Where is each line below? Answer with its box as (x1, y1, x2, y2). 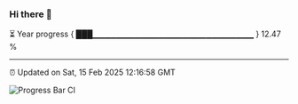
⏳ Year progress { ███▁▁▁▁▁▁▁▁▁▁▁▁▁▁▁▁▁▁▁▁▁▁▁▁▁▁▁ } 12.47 (9, 28, 281, 39)
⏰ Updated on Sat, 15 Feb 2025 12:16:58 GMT (9, 67, 176, 78)
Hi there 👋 (9, 8, 53, 20)
